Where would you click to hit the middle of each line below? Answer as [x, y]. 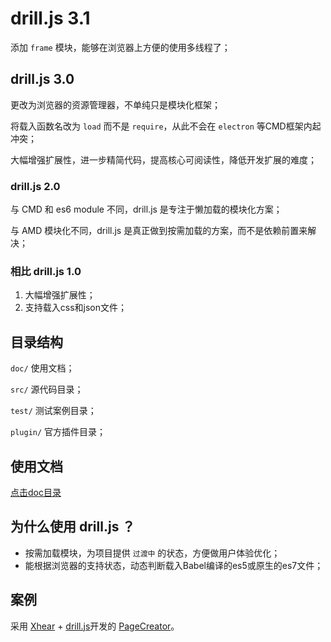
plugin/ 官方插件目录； [58, 432]
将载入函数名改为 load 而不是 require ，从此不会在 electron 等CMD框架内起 [166, 126]
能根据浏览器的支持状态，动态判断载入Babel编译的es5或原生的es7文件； [174, 565]
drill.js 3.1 [50, 18]
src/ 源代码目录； [47, 389]
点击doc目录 [36, 492]
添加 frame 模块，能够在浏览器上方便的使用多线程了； [120, 47]
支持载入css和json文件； [76, 308]
